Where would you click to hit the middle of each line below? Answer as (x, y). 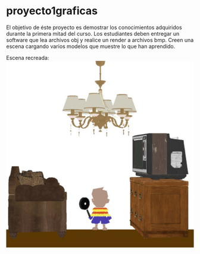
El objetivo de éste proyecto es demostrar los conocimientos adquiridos (94, 27)
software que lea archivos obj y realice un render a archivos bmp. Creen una (100, 40)
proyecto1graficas (52, 11)
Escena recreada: (28, 58)
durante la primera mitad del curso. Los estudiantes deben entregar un (93, 33)
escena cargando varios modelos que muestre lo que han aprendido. (91, 46)
